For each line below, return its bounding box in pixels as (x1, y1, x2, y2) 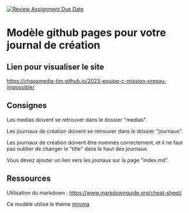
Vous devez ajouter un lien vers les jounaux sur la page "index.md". (6, 156, 169, 164)
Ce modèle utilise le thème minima (6, 200, 90, 208)
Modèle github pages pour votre (6, 26, 166, 39)
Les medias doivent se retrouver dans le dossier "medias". (6, 116, 147, 123)
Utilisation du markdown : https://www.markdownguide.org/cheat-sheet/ (6, 189, 182, 196)
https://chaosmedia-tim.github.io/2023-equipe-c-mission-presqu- (6, 77, 167, 84)
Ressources (6, 174, 51, 184)
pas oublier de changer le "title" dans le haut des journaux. (6, 145, 149, 152)
